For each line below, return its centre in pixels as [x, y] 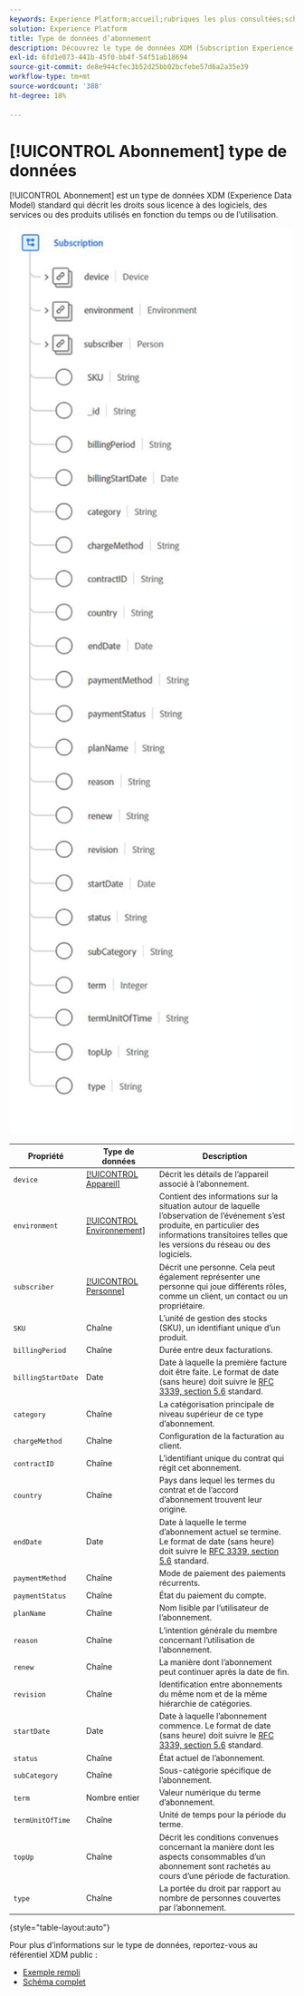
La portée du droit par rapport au [220, 1888]
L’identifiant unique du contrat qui [222, 1458]
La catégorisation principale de [216, 1404]
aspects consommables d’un [212, 1856]
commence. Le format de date [215, 1726]
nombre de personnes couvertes [220, 1898]
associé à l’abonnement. [204, 1184]
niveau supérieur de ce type [211, 1414]
